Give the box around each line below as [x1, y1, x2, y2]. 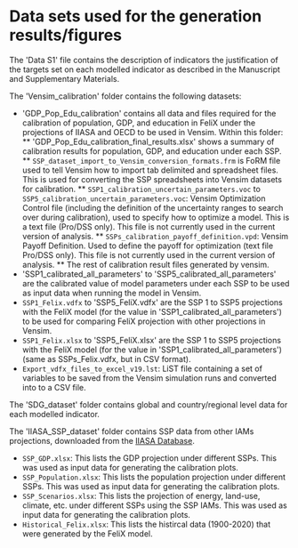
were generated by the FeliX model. [21, 528, 153, 539]
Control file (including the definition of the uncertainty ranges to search [21, 202, 284, 213]
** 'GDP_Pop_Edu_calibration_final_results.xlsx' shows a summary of [21, 136, 275, 147]
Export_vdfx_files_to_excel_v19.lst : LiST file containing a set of [21, 363, 262, 374]
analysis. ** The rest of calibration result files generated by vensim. [21, 259, 270, 270]
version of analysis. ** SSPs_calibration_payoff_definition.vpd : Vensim [21, 230, 289, 241]
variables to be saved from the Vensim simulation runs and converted [21, 372, 278, 383]
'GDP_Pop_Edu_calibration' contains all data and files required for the [21, 108, 277, 118]
